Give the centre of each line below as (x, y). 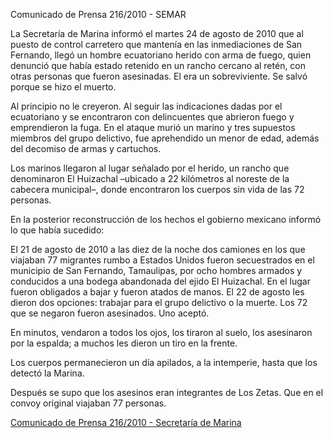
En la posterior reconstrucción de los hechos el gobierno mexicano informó (166, 219)
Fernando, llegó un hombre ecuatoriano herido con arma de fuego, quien (161, 55)
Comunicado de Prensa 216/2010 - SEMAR (98, 14)
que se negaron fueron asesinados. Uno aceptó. (110, 313)
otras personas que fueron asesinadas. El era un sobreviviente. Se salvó (159, 76)
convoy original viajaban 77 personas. (88, 403)
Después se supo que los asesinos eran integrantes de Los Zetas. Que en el (167, 392)
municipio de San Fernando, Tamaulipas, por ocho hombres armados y (156, 270)
